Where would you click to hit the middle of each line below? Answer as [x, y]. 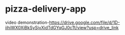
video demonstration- [27, 22]
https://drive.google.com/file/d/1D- [84, 22]
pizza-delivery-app [46, 9]
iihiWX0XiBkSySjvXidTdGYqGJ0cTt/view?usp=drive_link [62, 27]
